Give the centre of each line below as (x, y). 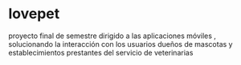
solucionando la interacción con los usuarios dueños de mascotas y (120, 44)
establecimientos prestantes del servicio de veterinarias (101, 52)
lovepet (34, 14)
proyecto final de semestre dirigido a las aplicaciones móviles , (112, 36)
